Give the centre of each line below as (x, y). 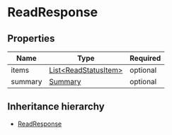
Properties (31, 39)
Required (145, 58)
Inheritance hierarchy (56, 107)
